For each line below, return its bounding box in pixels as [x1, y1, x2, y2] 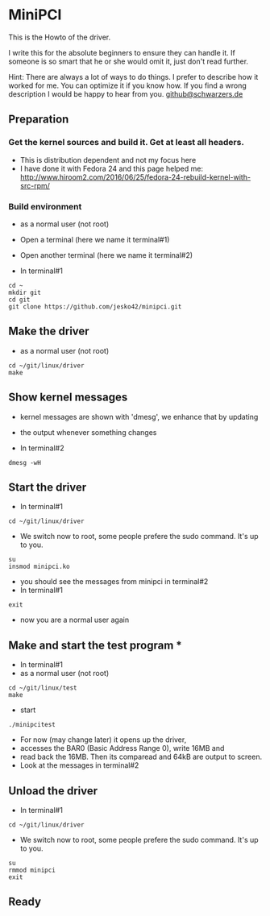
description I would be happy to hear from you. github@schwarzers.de [8, 89, 243, 98]
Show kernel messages [8, 391, 128, 404]
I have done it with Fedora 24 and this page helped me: [19, 164, 204, 173]
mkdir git [8, 288, 42, 296]
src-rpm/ [19, 180, 51, 190]
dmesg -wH [8, 458, 42, 466]
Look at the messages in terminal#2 [19, 761, 139, 770]
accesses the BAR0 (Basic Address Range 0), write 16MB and [19, 744, 225, 753]
